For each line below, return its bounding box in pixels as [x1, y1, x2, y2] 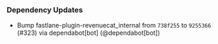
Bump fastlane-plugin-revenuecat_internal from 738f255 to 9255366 [16, 21, 212, 30]
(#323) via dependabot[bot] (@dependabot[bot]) [16, 28, 161, 37]
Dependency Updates [6, 5, 83, 15]
